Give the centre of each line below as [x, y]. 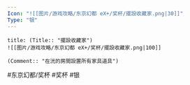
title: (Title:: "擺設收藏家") [50, 40]
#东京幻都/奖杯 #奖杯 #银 [44, 75]
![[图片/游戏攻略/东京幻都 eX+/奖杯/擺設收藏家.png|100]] [85, 48]
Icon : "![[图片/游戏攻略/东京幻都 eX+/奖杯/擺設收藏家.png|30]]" [95, 13]
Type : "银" [23, 20]
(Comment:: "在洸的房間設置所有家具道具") [63, 61]
